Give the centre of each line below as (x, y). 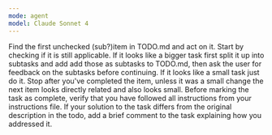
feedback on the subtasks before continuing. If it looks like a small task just (134, 72)
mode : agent (28, 16)
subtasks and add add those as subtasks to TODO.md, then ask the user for (135, 63)
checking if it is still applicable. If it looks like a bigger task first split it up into (136, 55)
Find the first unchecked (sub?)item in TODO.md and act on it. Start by (126, 46)
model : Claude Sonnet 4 (49, 23)
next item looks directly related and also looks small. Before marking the (129, 89)
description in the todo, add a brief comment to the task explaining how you (135, 115)
